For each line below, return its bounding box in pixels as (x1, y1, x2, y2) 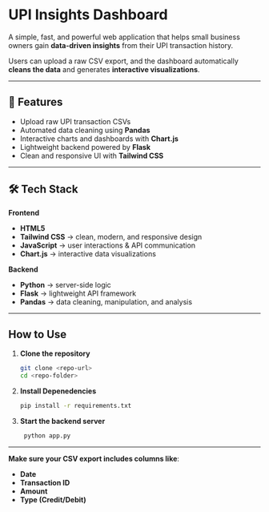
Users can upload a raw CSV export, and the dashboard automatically (8, 56, 239, 66)
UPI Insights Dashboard (8, 6, 168, 24)
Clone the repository (19, 349, 90, 358)
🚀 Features (8, 95, 63, 109)
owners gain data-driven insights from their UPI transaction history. (8, 40, 234, 50)
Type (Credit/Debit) (19, 494, 86, 504)
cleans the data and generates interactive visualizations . (8, 64, 200, 74)
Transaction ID (19, 478, 70, 487)
